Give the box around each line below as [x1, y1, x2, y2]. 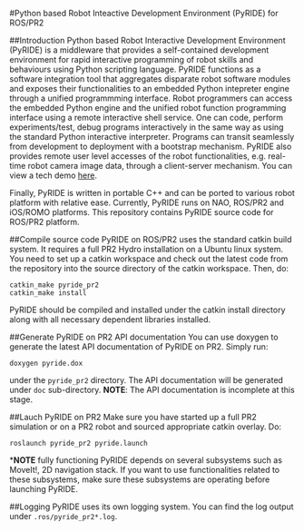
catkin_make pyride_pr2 [9, 280, 100, 290]
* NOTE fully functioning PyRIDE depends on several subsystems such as [9, 455, 283, 466]
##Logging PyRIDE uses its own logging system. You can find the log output [9, 501, 294, 512]
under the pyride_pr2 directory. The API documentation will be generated [9, 375, 284, 385]
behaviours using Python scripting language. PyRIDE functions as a [9, 64, 261, 74]
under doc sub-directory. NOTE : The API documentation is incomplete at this [9, 385, 295, 395]
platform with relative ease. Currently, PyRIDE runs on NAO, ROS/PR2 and [9, 197, 284, 208]
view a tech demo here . [9, 170, 98, 181]
